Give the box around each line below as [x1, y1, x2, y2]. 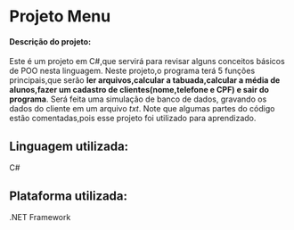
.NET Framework [9, 212, 71, 223]
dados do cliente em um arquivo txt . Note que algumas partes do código [9, 103, 275, 114]
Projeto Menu [9, 6, 111, 27]
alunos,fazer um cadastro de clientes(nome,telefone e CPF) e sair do [9, 85, 270, 95]
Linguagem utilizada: [9, 138, 129, 153]
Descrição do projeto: [9, 36, 92, 46]
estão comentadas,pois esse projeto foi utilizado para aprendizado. [9, 113, 257, 124]
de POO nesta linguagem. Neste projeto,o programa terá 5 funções [9, 65, 256, 77]
